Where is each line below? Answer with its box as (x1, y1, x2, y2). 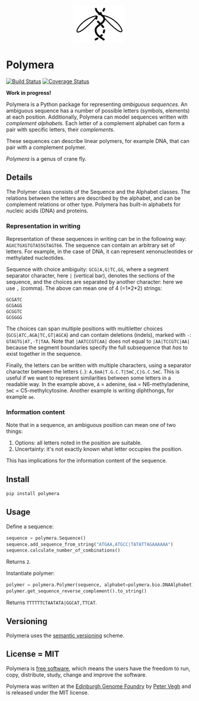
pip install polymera (6, 491, 60, 497)
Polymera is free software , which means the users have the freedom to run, (6, 665, 191, 672)
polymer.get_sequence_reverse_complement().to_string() (6, 588, 147, 594)
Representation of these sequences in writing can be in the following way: (6, 235, 187, 242)
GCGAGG (6, 302, 23, 308)
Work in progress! (6, 89, 52, 96)
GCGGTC (6, 308, 23, 314)
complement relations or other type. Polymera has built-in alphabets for (6, 200, 181, 208)
